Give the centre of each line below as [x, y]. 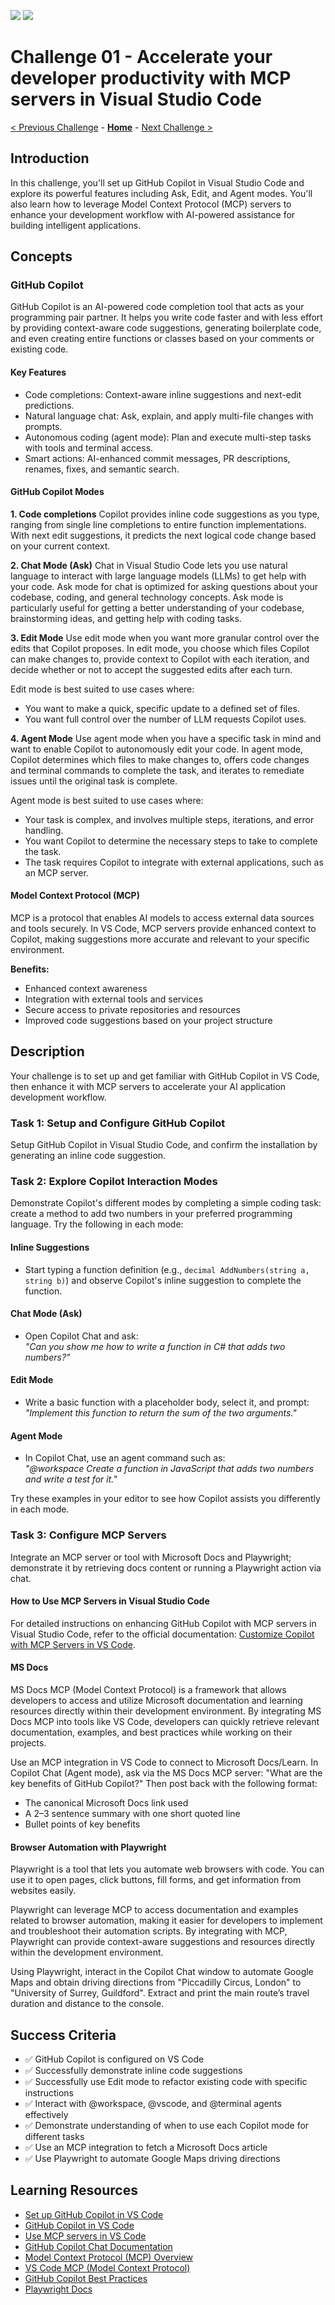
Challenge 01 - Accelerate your [141, 57]
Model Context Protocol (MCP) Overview [108, 2257]
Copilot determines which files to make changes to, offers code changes [160, 759]
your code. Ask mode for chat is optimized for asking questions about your [164, 586]
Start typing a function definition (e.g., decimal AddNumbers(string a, [167, 1269]
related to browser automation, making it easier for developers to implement [166, 1921]
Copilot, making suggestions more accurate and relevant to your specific [160, 939]
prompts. [43, 426]
